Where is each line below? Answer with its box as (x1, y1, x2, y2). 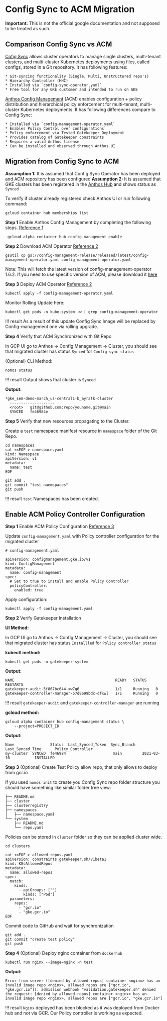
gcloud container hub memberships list (5, 210, 89, 216)
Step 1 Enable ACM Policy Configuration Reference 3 (5, 524, 114, 530)
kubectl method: (5, 650, 41, 656)
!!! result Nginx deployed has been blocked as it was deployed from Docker (5, 1005, 159, 1011)
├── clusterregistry (5, 803, 49, 808)
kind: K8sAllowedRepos (5, 861, 53, 866)
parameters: (10, 896, 35, 901)
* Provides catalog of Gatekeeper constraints (5, 135, 104, 140)
